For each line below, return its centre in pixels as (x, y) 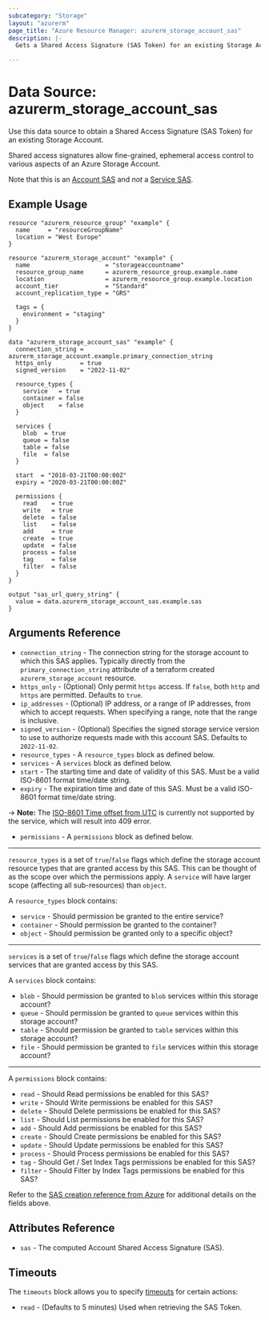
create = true (48, 538)
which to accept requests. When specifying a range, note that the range (139, 712)
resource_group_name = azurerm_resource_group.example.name (127, 272)
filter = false (50, 566)
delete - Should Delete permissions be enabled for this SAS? (120, 1111)
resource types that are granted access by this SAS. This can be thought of (132, 868)
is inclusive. (39, 720)
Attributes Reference (62, 1228)
